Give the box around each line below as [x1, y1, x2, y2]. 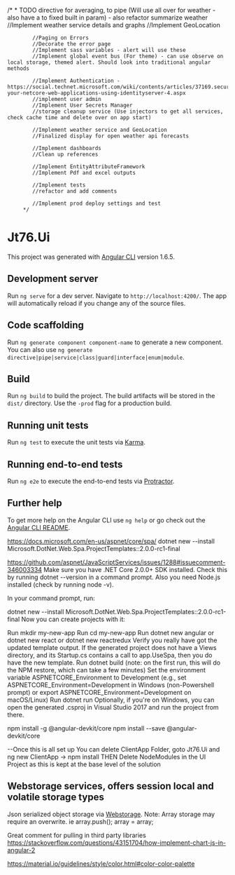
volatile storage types [7, 792, 105, 803]
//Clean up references [32, 151, 99, 158]
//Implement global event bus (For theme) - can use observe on [32, 53, 224, 60]
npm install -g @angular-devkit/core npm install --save [7, 724, 166, 732]
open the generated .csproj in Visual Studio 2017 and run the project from [7, 703, 219, 711]
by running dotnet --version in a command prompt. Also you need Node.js [7, 573, 221, 581]
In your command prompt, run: [7, 594, 96, 602]
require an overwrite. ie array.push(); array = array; [7, 817, 154, 826]
